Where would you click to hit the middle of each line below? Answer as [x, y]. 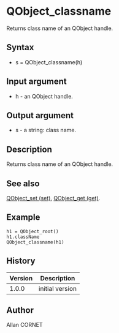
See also [23, 183]
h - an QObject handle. [44, 96]
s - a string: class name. [46, 130]
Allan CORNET [25, 325]
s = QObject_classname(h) [49, 62]
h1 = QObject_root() [33, 231]
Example [23, 218]
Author [20, 310]
